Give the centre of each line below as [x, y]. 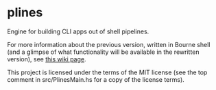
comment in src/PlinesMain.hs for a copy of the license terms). [96, 79]
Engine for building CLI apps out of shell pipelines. [78, 31]
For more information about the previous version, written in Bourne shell [109, 44]
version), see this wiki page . [47, 59]
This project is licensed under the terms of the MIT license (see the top [107, 72]
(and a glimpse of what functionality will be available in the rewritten [104, 52]
